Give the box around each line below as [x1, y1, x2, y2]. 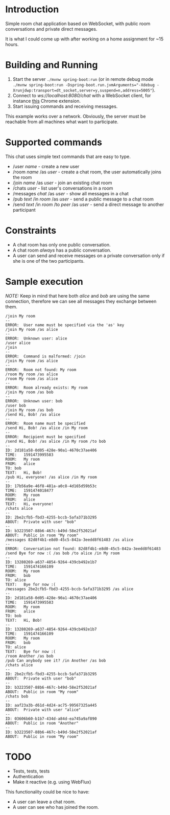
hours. [5, 41, 19, 47]
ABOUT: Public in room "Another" [5, 720, 79, 726]
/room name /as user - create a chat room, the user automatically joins [12, 169, 162, 175]
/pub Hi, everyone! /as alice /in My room [5, 474, 97, 480]
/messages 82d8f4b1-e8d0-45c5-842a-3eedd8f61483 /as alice [5, 537, 134, 542]
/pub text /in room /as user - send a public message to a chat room [12, 196, 154, 202]
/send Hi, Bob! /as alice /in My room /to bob [5, 439, 106, 444]
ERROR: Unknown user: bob [5, 398, 63, 403]
